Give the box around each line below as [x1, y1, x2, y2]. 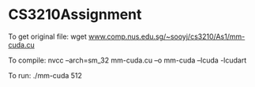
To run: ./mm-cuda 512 [8, 70, 83, 80]
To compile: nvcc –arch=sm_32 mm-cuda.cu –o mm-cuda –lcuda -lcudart [8, 55, 247, 65]
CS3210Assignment [8, 6, 142, 24]
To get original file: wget [8, 32, 87, 41]
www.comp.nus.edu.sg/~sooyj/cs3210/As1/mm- [88, 32, 246, 41]
